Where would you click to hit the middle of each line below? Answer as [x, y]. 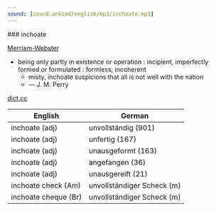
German [135, 116]
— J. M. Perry [48, 84]
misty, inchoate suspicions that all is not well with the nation [116, 77]
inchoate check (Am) [46, 185]
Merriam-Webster [33, 48]
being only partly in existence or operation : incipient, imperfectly [113, 62]
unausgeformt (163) [123, 151]
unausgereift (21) [118, 173]
